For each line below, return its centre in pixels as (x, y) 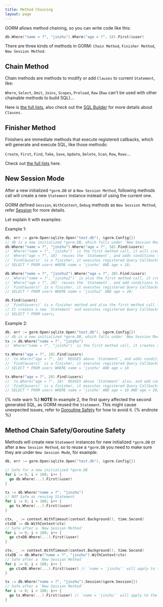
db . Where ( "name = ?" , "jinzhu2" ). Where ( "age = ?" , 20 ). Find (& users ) (76, 273)
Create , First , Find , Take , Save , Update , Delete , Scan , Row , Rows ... (68, 154)
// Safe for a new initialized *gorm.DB (47, 470)
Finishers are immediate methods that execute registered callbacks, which (79, 139)
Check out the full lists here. (33, 163)
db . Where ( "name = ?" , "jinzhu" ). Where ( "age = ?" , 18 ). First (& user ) (75, 37)
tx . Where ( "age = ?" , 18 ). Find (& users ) (44, 354)
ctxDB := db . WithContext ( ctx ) (36, 523)
